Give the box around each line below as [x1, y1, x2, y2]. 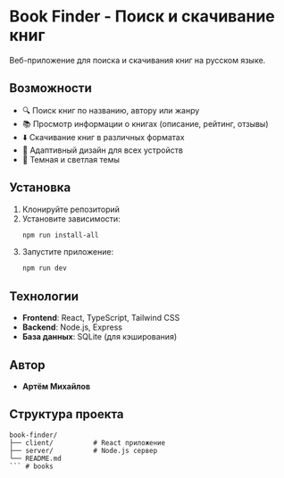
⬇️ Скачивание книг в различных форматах [21, 131, 185, 142]
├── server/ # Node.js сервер [9, 446, 158, 455]
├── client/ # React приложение [9, 438, 166, 448]
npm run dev [21, 264, 67, 273]
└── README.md [9, 454, 63, 463]
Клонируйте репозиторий [21, 204, 121, 214]
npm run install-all [21, 231, 99, 239]
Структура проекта [9, 407, 124, 422]
